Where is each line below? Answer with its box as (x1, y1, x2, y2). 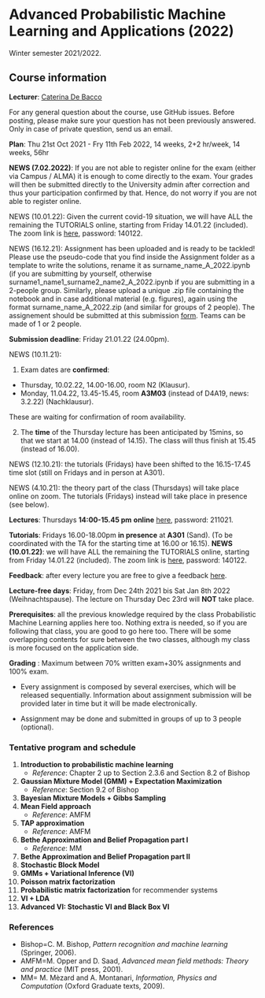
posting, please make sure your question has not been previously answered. (9, 116, 256, 125)
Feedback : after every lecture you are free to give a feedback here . (9, 570, 227, 580)
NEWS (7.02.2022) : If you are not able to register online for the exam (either (9, 163, 256, 173)
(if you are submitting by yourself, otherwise (9, 269, 153, 278)
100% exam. (9, 666, 50, 676)
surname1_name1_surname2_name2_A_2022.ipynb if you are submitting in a (9, 277, 255, 287)
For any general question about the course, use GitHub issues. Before (9, 107, 235, 117)
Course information (9, 71, 107, 84)
